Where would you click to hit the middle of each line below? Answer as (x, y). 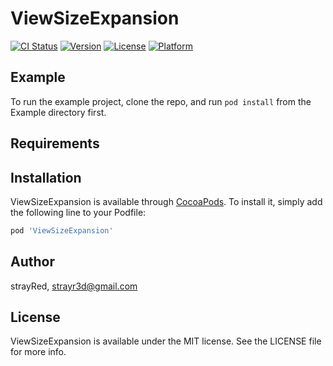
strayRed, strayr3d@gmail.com (74, 286)
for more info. (38, 352)
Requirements (55, 143)
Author (32, 262)
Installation (46, 177)
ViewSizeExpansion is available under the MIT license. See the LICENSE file (166, 341)
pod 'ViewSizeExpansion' (62, 230)
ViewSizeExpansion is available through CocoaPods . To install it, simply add (166, 201)
